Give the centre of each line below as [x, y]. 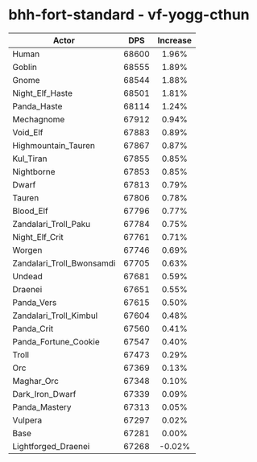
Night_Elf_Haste [43, 93]
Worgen [27, 250]
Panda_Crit [33, 328]
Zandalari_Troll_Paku [52, 224]
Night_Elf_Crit [38, 237]
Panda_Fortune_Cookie [56, 341]
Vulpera [27, 420]
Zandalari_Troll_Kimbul [55, 316]
